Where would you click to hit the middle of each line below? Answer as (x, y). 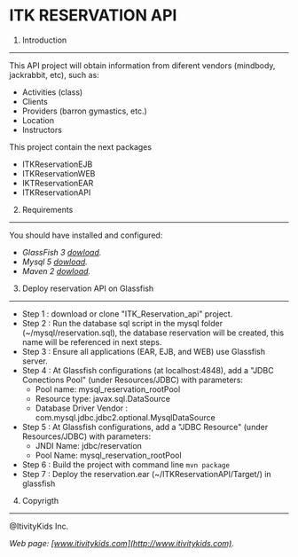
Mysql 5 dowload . (55, 262)
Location (38, 120)
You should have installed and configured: (86, 235)
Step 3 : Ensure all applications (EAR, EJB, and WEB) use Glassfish (144, 351)
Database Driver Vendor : (82, 408)
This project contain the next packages (81, 146)
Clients (35, 101)
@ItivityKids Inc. (39, 526)
